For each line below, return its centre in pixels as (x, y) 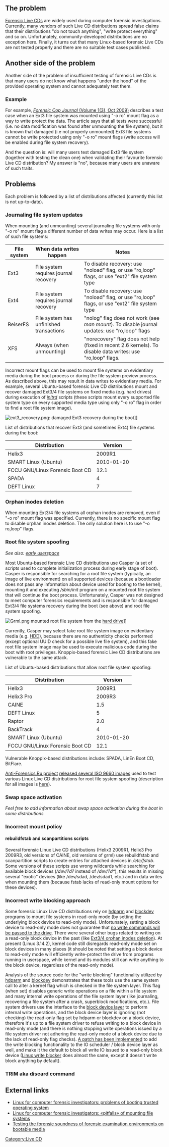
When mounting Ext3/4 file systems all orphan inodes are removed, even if (82, 513)
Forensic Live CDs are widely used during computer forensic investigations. (83, 20)
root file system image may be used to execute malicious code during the (81, 646)
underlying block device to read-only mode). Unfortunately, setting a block (82, 922)
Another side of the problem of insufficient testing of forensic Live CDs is (81, 75)
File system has (54, 318)
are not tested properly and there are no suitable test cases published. (78, 47)
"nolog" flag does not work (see (122, 318)
